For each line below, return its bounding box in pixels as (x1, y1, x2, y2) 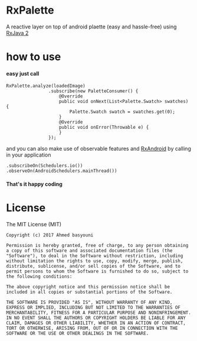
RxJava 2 (6, 29, 29, 36)
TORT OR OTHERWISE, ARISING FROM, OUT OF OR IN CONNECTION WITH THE (6, 325, 178, 331)
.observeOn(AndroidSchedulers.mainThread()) (6, 168, 117, 174)
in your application (6, 151, 51, 158)
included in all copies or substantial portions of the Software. (6, 289, 173, 295)
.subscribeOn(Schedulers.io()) (6, 163, 83, 169)
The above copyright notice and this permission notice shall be (6, 284, 170, 290)
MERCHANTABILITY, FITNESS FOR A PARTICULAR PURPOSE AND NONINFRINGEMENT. (6, 310, 192, 316)
